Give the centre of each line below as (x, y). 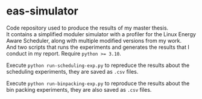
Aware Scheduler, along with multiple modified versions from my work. (94, 40)
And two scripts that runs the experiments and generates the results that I (98, 47)
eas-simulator (42, 11)
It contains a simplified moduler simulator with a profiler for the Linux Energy (101, 34)
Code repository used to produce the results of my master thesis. (87, 28)
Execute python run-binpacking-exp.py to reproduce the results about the (98, 83)
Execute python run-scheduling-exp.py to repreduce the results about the (98, 65)
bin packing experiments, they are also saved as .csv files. (79, 89)
